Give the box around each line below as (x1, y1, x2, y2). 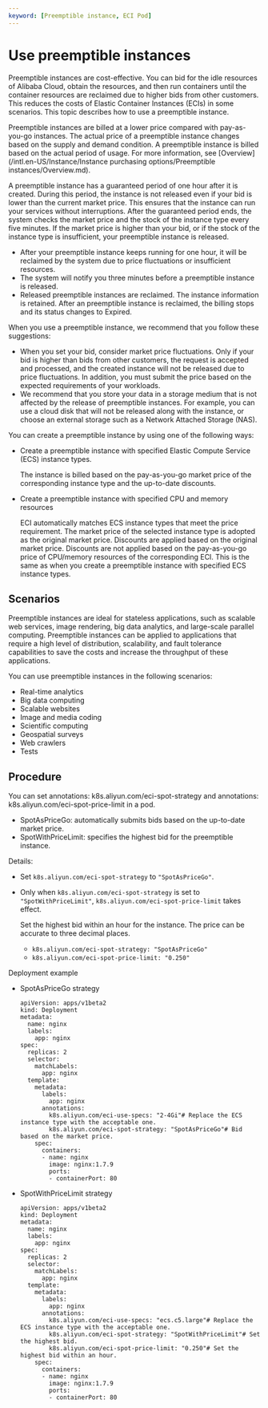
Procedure (8, 770, 62, 783)
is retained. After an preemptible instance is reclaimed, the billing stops (19, 298, 254, 308)
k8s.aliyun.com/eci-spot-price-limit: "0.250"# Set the (49, 1345, 239, 1353)
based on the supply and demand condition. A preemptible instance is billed (8, 140, 259, 149)
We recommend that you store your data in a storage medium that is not (19, 389, 258, 399)
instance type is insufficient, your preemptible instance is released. (8, 232, 230, 241)
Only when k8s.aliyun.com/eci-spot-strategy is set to (19, 888, 200, 897)
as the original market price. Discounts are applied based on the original (19, 535, 258, 544)
